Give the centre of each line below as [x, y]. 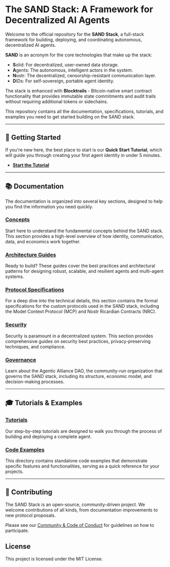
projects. [14, 471]
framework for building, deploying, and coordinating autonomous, [74, 40]
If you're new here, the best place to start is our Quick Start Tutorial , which [84, 150]
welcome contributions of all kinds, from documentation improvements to [82, 510]
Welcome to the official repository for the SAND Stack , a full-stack [75, 34]
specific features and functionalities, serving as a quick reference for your [82, 466]
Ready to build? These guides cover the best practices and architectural [80, 266]
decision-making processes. [35, 382]
